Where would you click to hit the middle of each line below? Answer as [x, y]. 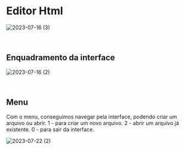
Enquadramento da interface [61, 58]
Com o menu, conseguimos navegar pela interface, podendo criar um [92, 117]
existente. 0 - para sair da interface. [50, 129]
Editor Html [35, 11]
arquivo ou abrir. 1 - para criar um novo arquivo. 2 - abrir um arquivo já [92, 123]
